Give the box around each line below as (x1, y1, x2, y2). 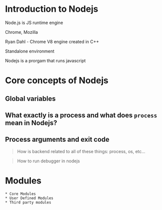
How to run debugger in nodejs (17, 158, 80, 164)
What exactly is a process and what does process (5, 111, 158, 119)
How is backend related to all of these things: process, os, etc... (17, 148, 146, 154)
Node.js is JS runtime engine (5, 20, 64, 26)
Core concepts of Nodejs (5, 75, 109, 86)
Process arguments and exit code (5, 135, 110, 144)
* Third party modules (5, 200, 51, 205)
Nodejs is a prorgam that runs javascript (5, 57, 86, 63)
